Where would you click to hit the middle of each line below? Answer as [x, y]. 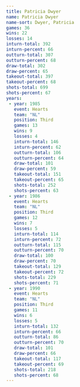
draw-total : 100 [34, 256]
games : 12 [26, 218]
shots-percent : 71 [36, 283]
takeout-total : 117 [37, 359]
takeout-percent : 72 [39, 272]
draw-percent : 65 [27, 71]
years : [14, 98]
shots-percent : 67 [28, 93]
